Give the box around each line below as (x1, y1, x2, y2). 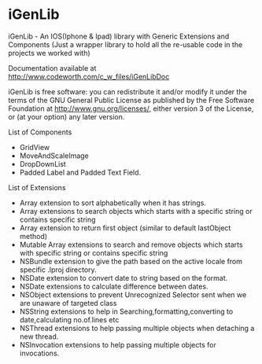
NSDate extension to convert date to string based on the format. (19, 273, 228, 282)
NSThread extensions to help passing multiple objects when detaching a (19, 323, 255, 333)
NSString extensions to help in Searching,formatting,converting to (19, 307, 234, 316)
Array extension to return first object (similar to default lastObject (19, 222, 231, 233)
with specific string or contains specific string (19, 248, 168, 257)
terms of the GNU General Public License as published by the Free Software (8, 95, 255, 105)
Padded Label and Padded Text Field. (19, 167, 142, 177)
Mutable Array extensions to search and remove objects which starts (19, 240, 243, 249)
